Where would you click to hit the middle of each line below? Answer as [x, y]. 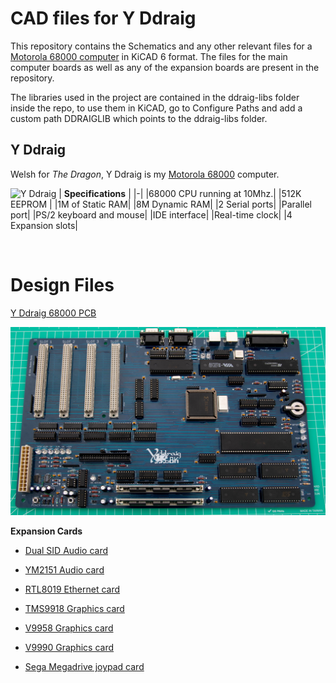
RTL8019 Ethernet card [72, 589]
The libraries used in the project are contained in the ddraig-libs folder [155, 97]
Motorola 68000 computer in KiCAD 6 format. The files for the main [149, 56]
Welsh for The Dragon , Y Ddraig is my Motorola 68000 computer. [145, 174]
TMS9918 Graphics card [74, 609]
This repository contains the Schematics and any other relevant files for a [161, 46]
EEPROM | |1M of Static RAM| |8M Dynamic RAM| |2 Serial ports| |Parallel [161, 204]
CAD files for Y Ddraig [103, 18]
